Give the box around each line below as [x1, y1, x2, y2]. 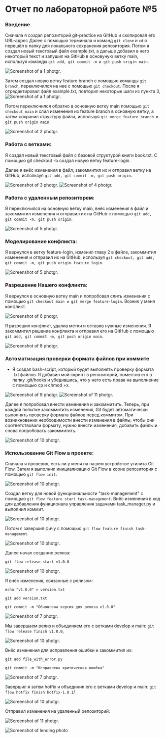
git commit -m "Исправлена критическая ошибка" [5, 666, 105, 671]
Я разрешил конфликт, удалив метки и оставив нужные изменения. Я [5, 323, 152, 329]
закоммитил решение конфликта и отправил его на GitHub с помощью [5, 328, 154, 334]
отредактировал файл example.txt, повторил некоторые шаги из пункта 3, [5, 88, 161, 95]
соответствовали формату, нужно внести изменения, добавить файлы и [5, 422, 158, 428]
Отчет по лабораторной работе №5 [5, 3, 158, 15]
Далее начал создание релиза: [5, 550, 70, 556]
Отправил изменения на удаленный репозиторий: [5, 708, 110, 714]
